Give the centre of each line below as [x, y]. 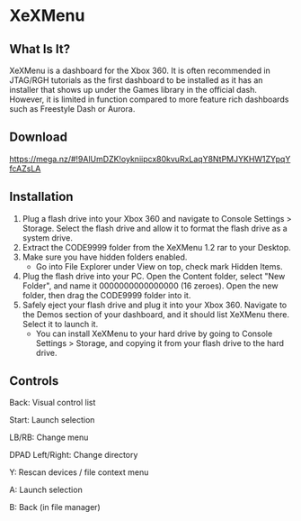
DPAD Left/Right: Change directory [74, 455]
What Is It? [40, 49]
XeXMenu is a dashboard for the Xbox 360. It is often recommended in [140, 70]
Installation [41, 197]
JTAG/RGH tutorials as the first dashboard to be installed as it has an [136, 80]
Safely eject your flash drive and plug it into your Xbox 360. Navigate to [155, 305]
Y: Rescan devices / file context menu [79, 472]
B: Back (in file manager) [55, 507]
